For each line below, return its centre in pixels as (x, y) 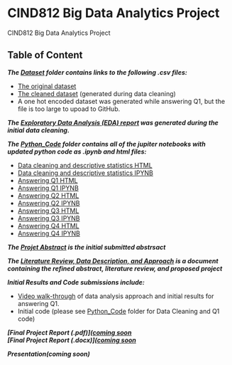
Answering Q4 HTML (48, 226)
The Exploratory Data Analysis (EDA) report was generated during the (113, 122)
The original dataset (47, 86)
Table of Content (45, 55)
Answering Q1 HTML (48, 180)
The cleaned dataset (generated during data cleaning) (96, 93)
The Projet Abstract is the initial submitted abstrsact (87, 247)
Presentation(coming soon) (49, 354)
